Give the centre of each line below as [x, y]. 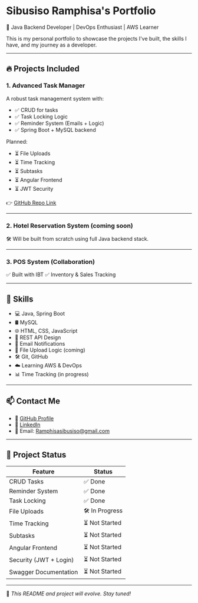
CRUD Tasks [27, 481]
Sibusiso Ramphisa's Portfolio [81, 11]
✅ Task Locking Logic [41, 117]
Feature [43, 471]
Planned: [17, 141]
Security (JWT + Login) [42, 560]
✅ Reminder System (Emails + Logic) [59, 123]
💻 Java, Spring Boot [40, 314]
